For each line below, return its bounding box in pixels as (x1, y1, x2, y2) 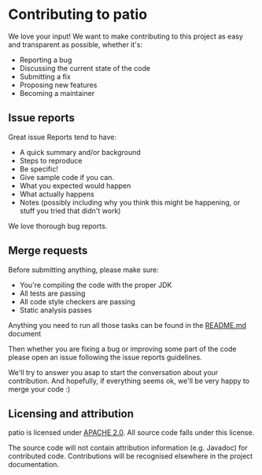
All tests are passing (19, 289, 86, 298)
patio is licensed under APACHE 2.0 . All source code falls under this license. (8, 428, 255, 437)
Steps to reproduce (19, 156, 83, 165)
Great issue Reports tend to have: (8, 132, 116, 142)
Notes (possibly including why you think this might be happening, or (19, 197, 241, 207)
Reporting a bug (19, 55, 72, 64)
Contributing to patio (8, 6, 148, 24)
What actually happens (19, 189, 94, 198)
